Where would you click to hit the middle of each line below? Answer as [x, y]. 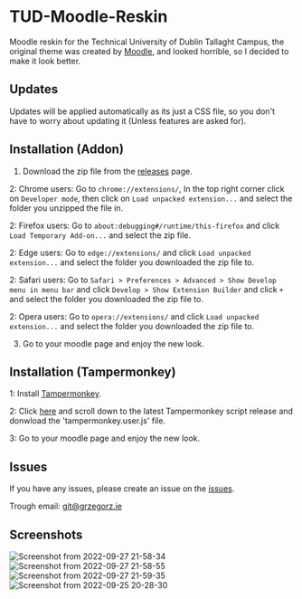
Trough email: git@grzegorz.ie [66, 506]
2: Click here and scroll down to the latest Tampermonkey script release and [151, 411]
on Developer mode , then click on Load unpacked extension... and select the [151, 198]
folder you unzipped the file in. [66, 208]
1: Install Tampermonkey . [56, 394]
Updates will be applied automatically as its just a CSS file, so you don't [142, 111]
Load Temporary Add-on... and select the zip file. [100, 235]
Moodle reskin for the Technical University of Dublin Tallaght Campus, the [147, 42]
